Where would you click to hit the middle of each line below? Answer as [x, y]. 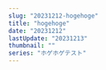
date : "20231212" [37, 31]
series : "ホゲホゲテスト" [47, 53]
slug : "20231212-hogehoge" [53, 16]
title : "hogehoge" [39, 23]
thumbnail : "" [32, 46]
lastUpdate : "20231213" [48, 38]
